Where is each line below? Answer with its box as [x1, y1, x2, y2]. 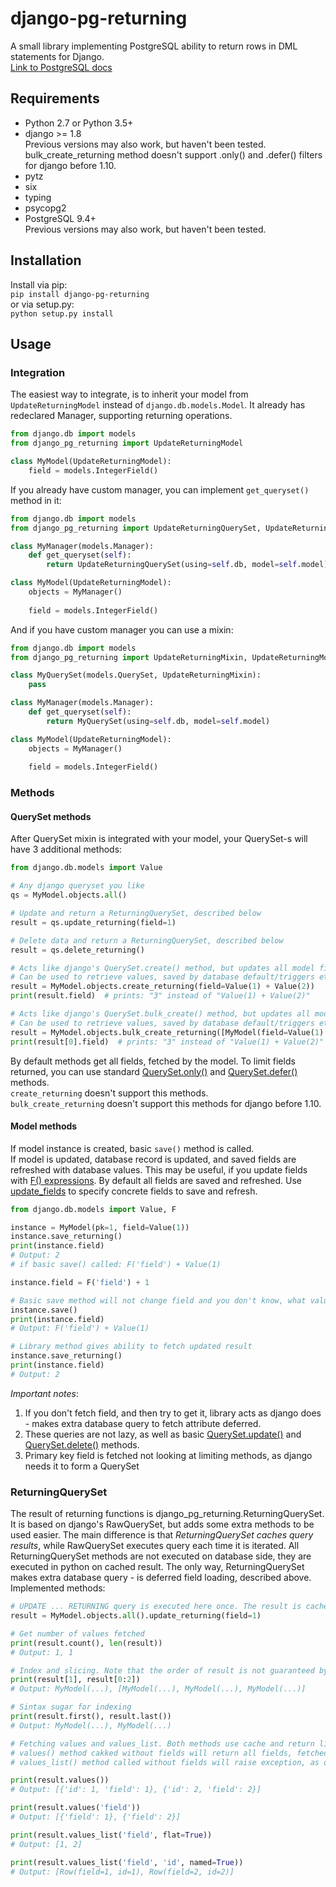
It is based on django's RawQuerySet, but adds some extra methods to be [10, 1518, 315, 1531]
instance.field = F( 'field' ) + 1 [10, 1277, 150, 1287]
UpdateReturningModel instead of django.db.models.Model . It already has [10, 399, 306, 411]
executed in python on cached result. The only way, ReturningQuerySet [10, 1561, 305, 1573]
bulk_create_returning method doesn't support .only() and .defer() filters [24, 148, 323, 161]
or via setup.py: [10, 298, 75, 310]
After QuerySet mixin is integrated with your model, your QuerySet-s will [10, 833, 308, 845]
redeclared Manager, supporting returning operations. [10, 410, 233, 422]
